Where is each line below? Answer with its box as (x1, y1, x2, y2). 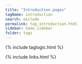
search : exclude (5, 16, 39, 21)
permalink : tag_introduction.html (5, 21, 78, 26)
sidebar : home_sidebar (5, 26, 53, 31)
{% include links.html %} (5, 54, 56, 60)
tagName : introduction (5, 12, 53, 17)
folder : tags (5, 30, 33, 35)
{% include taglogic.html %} (5, 44, 64, 50)
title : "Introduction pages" (5, 7, 66, 12)
